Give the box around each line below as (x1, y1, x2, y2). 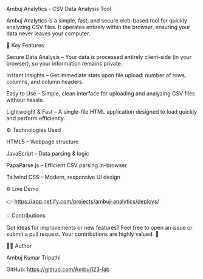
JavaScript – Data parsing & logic (6, 150, 89, 157)
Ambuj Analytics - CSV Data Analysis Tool (6, 5, 111, 12)
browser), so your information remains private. (6, 60, 123, 67)
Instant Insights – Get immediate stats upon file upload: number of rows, (6, 72, 187, 78)
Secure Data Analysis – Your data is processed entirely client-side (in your (6, 53, 192, 60)
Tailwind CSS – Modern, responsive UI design (6, 173, 120, 181)
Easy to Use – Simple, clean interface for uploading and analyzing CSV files (6, 90, 196, 97)
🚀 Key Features (6, 42, 44, 49)
